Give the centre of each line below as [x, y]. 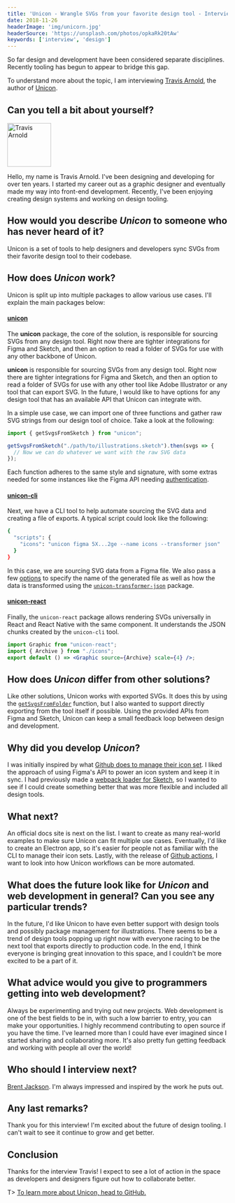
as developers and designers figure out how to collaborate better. [101, 1179]
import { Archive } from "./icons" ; [60, 651]
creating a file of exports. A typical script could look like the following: [108, 519]
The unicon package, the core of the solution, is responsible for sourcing [113, 333]
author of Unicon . [33, 88]
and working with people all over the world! [70, 1047]
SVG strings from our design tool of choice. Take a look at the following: [111, 420]
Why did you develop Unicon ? [74, 748]
